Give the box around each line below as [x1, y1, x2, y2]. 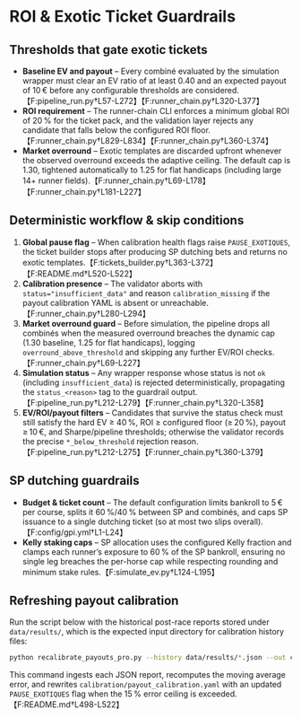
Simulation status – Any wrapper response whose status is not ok [21, 367, 266, 378]
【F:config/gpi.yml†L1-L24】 [21, 527, 128, 538]
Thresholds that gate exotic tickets [9, 42, 208, 57]
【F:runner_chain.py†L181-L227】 [21, 187, 146, 197]
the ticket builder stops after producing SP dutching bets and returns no [21, 246, 288, 257]
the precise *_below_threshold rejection [21, 435, 169, 446]
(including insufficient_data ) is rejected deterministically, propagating [21, 377, 285, 388]
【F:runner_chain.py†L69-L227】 [21, 357, 145, 368]
